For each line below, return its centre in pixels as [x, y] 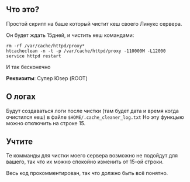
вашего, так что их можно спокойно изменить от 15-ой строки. [85, 162]
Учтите [20, 142]
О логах [21, 97]
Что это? [23, 10]
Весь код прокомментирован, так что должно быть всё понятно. [87, 173]
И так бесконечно [28, 67]
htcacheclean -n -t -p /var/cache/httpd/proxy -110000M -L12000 [86, 51]
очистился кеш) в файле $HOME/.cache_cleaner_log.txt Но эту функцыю [95, 117]
